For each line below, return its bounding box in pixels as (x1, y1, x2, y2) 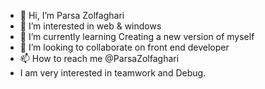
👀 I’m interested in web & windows (19, 20, 162, 32)
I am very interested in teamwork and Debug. (19, 67, 207, 79)
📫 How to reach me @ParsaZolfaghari (19, 53, 180, 64)
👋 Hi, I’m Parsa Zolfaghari (19, 10, 125, 21)
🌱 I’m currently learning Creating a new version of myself (19, 31, 255, 42)
